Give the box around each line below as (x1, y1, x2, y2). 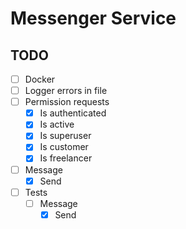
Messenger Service (10, 7, 177, 30)
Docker (24, 73, 56, 85)
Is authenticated (39, 107, 107, 119)
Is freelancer (39, 152, 93, 164)
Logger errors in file (24, 85, 108, 97)
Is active (39, 118, 75, 131)
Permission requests (24, 96, 110, 108)
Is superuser (39, 130, 92, 142)
